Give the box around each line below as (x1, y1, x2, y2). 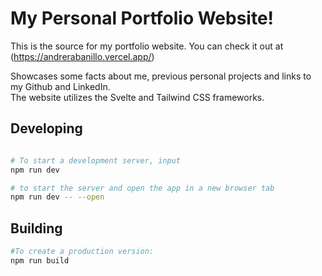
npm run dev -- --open (10, 192, 105, 202)
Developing (10, 120, 83, 137)
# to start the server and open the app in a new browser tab (10, 183, 275, 193)
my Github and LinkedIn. (10, 80, 111, 92)
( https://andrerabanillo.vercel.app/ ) (10, 50, 155, 62)
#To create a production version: (10, 247, 155, 257)
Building (10, 220, 63, 237)
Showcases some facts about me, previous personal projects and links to (10, 70, 312, 82)
